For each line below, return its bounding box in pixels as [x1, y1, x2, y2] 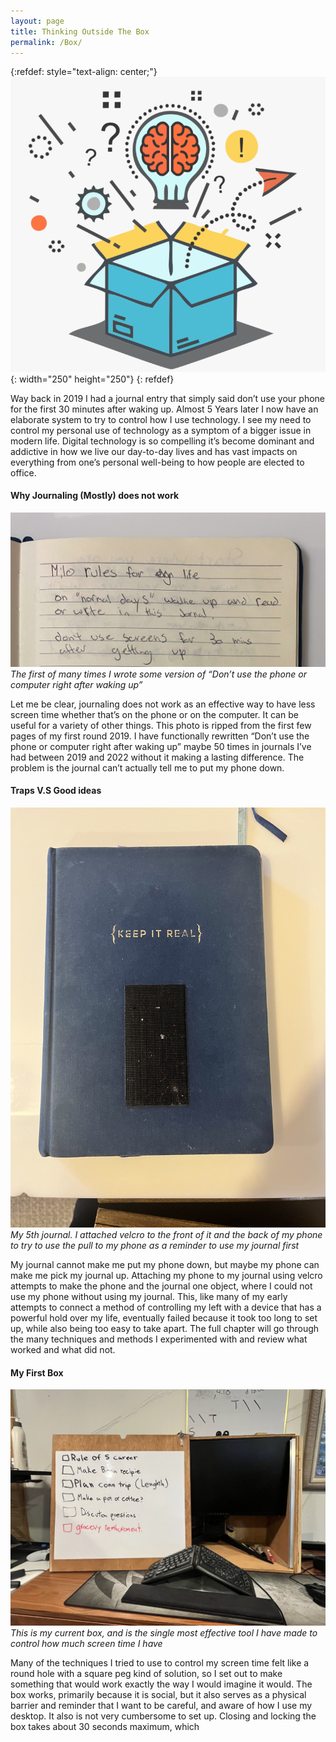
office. [10, 466, 37, 479]
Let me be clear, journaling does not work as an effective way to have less [10, 698, 316, 710]
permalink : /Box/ [10, 37, 83, 47]
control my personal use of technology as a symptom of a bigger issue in [10, 424, 312, 436]
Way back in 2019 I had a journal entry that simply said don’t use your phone [10, 392, 326, 404]
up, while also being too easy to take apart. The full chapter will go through [10, 1323, 320, 1335]
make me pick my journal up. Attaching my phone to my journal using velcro [10, 1270, 323, 1282]
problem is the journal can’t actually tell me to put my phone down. [10, 761, 285, 774]
